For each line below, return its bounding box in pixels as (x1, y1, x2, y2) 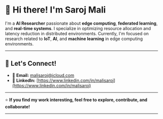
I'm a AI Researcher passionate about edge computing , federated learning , (5, 20, 158, 26)
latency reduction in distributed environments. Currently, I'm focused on (5, 30, 149, 36)
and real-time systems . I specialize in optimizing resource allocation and (5, 25, 151, 31)
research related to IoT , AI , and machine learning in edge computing (5, 36, 143, 42)
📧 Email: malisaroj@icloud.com (12, 72, 74, 78)
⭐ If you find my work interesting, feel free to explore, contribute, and (5, 97, 147, 103)
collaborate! (5, 104, 30, 109)
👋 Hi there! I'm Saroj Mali (5, 4, 106, 15)
